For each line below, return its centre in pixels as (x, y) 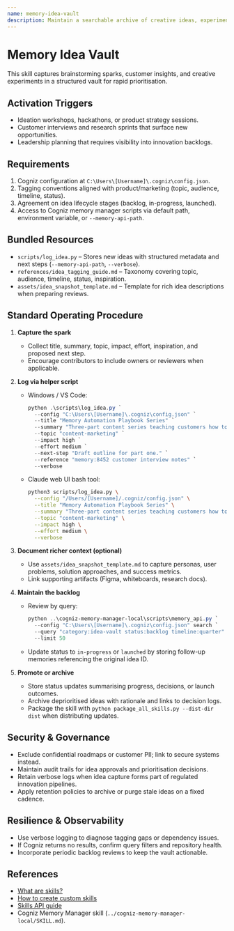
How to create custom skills (57, 898)
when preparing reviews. (53, 293)
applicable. (44, 368)
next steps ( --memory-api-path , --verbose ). (79, 264)
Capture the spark (44, 332)
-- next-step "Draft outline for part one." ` (101, 453)
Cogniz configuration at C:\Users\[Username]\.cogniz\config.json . (114, 181)
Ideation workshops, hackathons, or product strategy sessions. (108, 120)
